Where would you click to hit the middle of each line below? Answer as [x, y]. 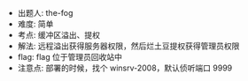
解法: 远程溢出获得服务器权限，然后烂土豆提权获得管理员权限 [128, 46]
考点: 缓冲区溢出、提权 [58, 35]
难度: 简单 [35, 24]
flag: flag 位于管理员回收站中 [70, 57]
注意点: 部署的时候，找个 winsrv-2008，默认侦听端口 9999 [125, 68]
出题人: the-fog [45, 13]
